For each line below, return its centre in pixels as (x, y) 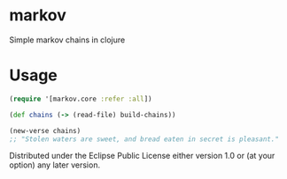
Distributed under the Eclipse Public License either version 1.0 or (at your (142, 156)
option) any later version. (54, 165)
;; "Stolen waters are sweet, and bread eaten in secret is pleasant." (144, 139)
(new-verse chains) (45, 131)
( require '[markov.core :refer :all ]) (81, 99)
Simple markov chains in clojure (67, 40)
